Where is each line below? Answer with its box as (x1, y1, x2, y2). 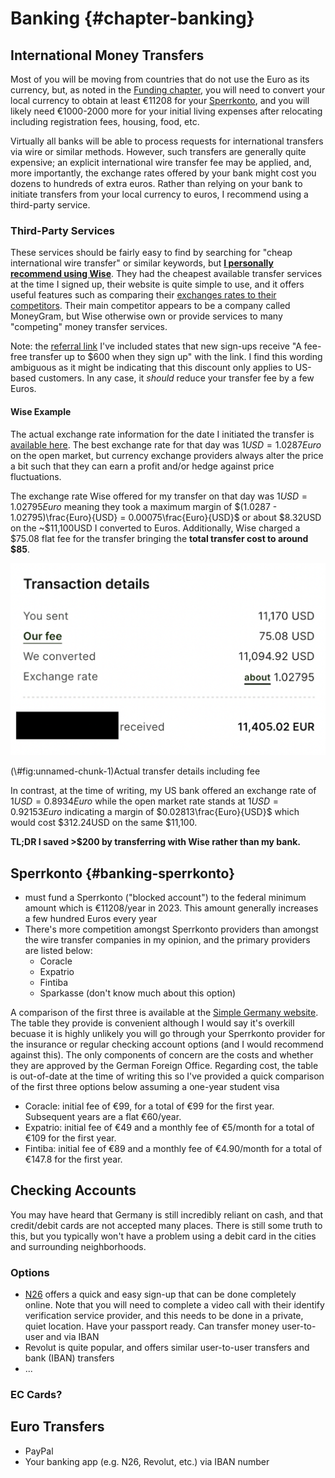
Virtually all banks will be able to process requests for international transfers (10, 135, 324, 147)
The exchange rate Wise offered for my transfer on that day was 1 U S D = (10, 490, 308, 502)
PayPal (24, 1445, 54, 1457)
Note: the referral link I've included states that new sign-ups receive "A (10, 340, 302, 352)
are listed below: (24, 944, 93, 956)
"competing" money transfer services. (10, 321, 168, 333)
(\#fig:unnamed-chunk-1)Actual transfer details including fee (10, 765, 261, 777)
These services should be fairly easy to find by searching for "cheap (10, 247, 293, 259)
